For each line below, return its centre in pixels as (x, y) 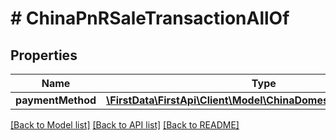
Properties (44, 55)
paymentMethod (56, 100)
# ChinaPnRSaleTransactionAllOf (150, 18)
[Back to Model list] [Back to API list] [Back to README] (125, 125)
